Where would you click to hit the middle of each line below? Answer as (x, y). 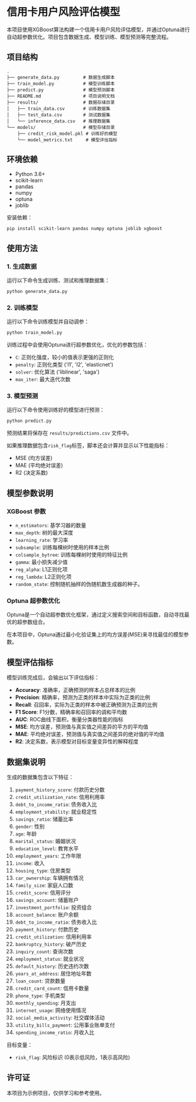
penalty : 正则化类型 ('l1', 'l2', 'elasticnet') (64, 365)
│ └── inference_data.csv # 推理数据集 (59, 121)
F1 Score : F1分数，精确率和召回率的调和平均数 (71, 712)
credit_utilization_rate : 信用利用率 (60, 797)
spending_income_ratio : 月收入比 (55, 1032)
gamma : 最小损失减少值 (41, 562)
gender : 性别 (30, 826)
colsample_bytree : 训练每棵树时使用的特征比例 (72, 555)
